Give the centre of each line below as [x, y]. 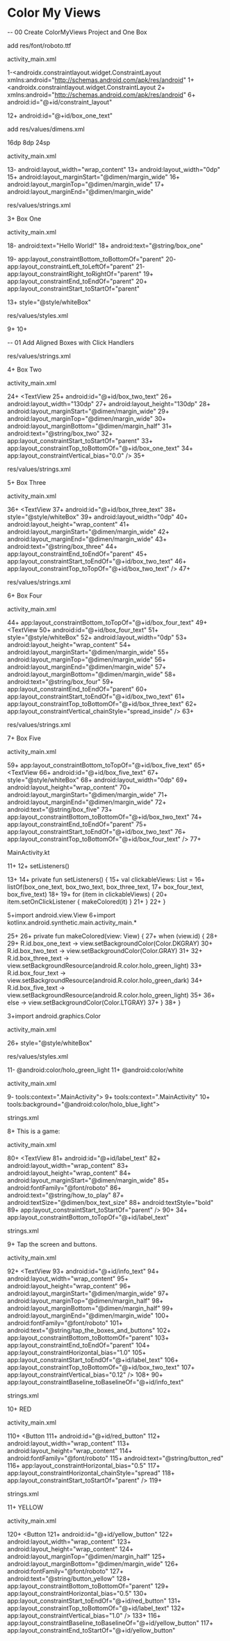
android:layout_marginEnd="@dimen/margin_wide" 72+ [87, 802]
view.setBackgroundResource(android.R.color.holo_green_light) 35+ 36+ [111, 995]
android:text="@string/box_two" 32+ [60, 433]
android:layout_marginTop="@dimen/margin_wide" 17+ [86, 184]
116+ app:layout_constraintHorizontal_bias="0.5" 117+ [84, 1465]
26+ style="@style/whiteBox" [50, 1043]
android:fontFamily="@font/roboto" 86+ [64, 1187]
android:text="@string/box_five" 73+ [60, 809]
